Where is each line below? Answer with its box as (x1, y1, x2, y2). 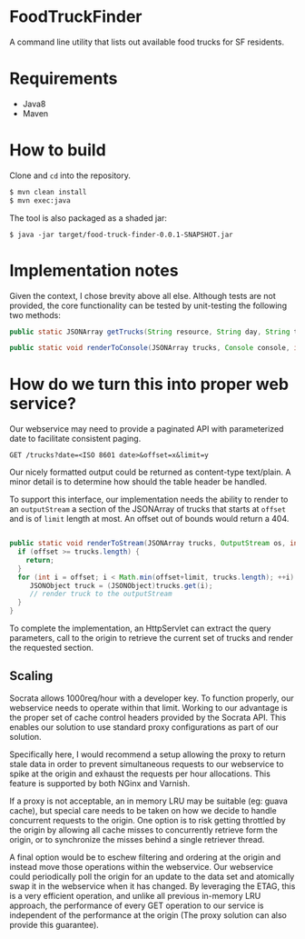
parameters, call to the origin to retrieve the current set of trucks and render (9, 633, 293, 644)
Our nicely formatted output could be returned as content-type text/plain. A (9, 466, 291, 478)
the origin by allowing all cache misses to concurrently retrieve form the (9, 824, 279, 835)
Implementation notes (9, 260, 179, 281)
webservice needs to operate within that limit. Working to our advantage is (9, 702, 288, 713)
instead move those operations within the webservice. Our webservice (9, 861, 274, 872)
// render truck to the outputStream (29, 589, 172, 599)
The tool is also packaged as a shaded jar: (9, 212, 168, 224)
